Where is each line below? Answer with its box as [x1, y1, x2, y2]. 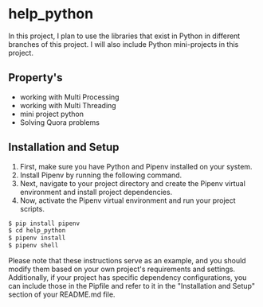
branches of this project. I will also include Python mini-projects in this [8, 39, 239, 49]
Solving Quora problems [19, 117, 100, 127]
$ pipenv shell [8, 242, 59, 250]
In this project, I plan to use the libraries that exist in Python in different [8, 31, 241, 41]
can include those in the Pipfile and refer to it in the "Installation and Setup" [8, 282, 255, 291]
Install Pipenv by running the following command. [19, 170, 183, 180]
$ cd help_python [8, 227, 66, 235]
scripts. [19, 204, 45, 213]
